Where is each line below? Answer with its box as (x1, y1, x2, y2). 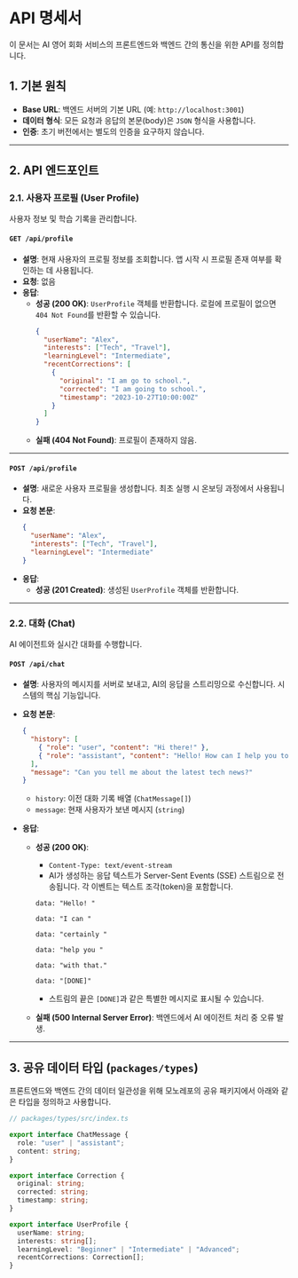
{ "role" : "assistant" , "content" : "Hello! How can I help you (38, 751, 278, 760)
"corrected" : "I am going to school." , (59, 384, 207, 393)
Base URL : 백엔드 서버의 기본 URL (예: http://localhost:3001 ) (21, 104, 245, 114)
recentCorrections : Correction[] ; (17, 1253, 145, 1262)
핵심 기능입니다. (45, 690, 101, 701)
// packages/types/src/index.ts (9, 1115, 129, 1124)
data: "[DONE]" (35, 977, 91, 986)
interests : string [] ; (17, 1236, 98, 1245)
